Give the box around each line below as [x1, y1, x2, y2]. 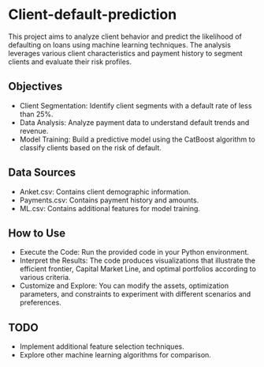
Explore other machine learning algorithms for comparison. [19, 350, 211, 360]
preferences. [19, 298, 61, 308]
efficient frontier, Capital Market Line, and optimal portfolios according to [19, 264, 256, 274]
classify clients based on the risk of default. [19, 142, 162, 152]
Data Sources [8, 166, 76, 180]
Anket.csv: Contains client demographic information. [19, 187, 191, 196]
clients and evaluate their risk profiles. [8, 57, 132, 66]
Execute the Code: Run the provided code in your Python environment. [19, 248, 250, 257]
